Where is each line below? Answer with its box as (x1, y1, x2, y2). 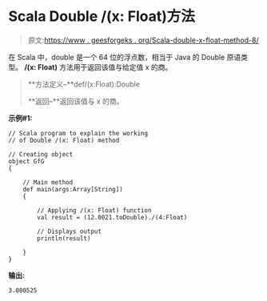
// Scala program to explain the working (8, 129, 149, 137)
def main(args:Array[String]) (22, 185, 124, 193)
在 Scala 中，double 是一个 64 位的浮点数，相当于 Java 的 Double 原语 (8, 52, 241, 62)
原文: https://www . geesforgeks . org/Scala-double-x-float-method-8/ (27, 35, 259, 45)
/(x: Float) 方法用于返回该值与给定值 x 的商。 (23, 62, 173, 72)
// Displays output (37, 227, 102, 235)
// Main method (22, 178, 74, 187)
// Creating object (8, 150, 74, 159)
